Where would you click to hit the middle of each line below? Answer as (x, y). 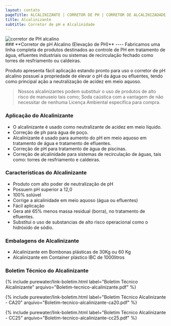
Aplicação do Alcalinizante (39, 116)
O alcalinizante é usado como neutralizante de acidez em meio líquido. (87, 127)
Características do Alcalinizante (46, 173)
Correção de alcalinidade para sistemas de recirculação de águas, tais (87, 154)
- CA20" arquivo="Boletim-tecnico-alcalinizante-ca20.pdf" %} (71, 302)
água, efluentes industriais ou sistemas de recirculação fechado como (79, 55)
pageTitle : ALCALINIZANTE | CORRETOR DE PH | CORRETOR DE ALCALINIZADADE (86, 15)
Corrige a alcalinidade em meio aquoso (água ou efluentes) (75, 200)
